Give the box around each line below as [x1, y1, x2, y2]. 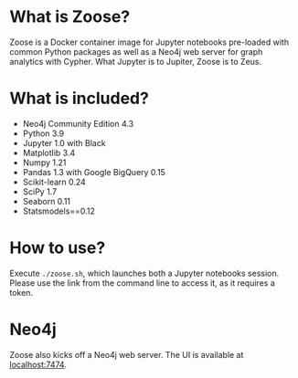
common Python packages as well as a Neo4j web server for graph [9, 46, 263, 57]
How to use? [9, 237, 106, 258]
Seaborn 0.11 [22, 195, 71, 206]
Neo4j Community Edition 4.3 [22, 118, 134, 129]
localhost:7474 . [9, 359, 67, 370]
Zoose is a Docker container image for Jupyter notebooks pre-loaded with [9, 37, 290, 47]
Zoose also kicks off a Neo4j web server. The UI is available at [9, 349, 244, 360]
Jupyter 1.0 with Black [22, 137, 107, 148]
